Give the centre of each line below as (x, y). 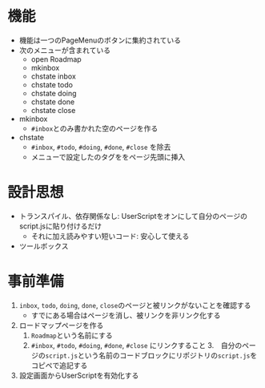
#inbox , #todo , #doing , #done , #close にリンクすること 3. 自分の (137, 345)
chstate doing (54, 93)
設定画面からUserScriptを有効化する (79, 375)
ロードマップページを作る (61, 325)
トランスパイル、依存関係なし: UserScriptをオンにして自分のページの (133, 216)
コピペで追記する (59, 365)
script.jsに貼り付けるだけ (60, 226)
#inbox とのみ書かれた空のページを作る (94, 128)
